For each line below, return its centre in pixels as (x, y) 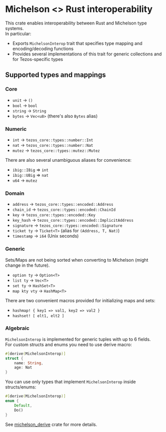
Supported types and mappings (55, 75)
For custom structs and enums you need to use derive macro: (68, 344)
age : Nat (23, 368)
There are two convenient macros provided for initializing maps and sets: (80, 300)
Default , (23, 406)
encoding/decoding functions (43, 48)
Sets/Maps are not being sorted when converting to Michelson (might (77, 260)
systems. (14, 28)
